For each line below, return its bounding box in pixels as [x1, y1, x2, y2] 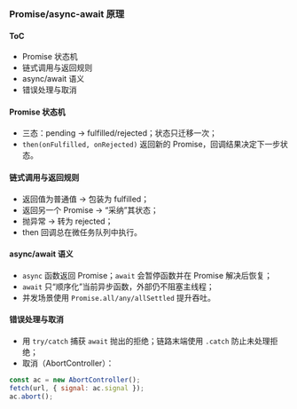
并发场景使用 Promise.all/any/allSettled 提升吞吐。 [21, 292, 215, 303]
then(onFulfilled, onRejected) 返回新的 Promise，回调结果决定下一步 [21, 139, 281, 150]
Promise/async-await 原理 [9, 7, 125, 20]
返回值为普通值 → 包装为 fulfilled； [21, 193, 149, 204]
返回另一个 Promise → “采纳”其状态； [21, 204, 159, 215]
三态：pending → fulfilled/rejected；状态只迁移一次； [21, 128, 217, 138]
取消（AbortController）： [21, 358, 114, 368]
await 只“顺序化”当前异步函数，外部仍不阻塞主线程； [21, 281, 215, 292]
